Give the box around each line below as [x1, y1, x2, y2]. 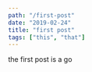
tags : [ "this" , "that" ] [8, 33, 86, 41]
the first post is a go [8, 55, 73, 64]
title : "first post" [8, 26, 76, 34]
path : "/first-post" [8, 11, 76, 20]
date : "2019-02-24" [8, 19, 72, 27]
